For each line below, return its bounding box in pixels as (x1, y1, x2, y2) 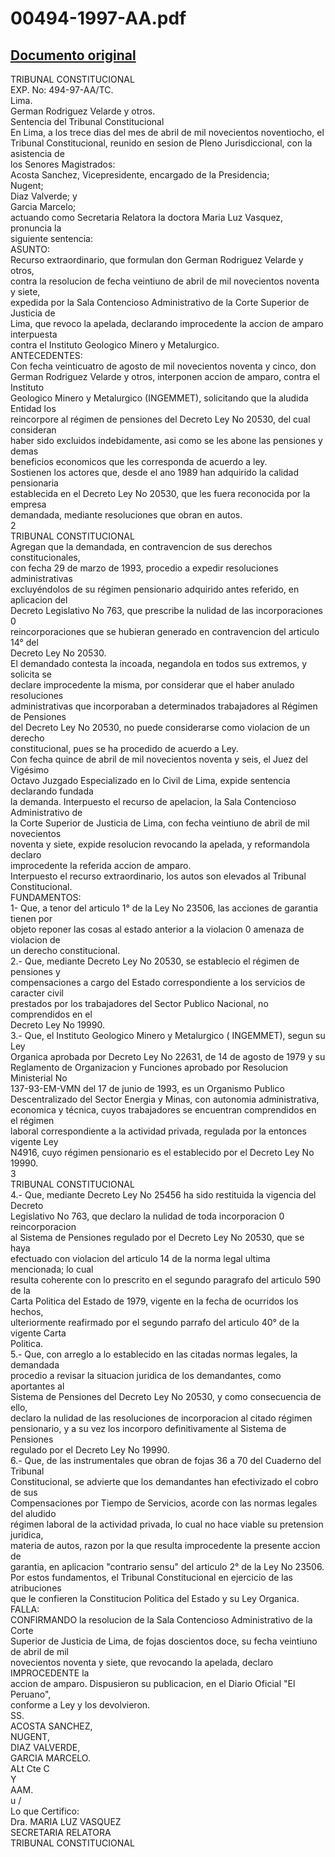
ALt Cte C (10, 1763, 50, 1774)
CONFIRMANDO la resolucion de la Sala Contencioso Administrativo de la (10, 1614, 313, 1626)
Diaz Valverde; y (10, 190, 78, 202)
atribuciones (10, 1582, 62, 1594)
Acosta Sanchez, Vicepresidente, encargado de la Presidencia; (10, 169, 270, 181)
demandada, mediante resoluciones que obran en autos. (10, 509, 243, 521)
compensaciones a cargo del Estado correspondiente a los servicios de (10, 977, 306, 988)
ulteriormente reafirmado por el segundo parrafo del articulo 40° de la (10, 1317, 300, 1328)
